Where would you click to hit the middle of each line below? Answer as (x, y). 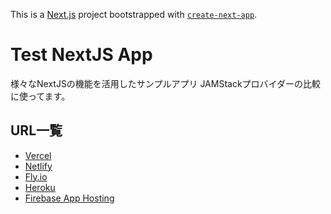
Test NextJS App (81, 55)
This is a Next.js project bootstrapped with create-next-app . (134, 14)
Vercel (38, 155)
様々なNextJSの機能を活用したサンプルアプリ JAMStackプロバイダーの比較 (166, 83)
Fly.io (36, 176)
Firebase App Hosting (69, 198)
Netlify (38, 166)
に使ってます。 (40, 96)
